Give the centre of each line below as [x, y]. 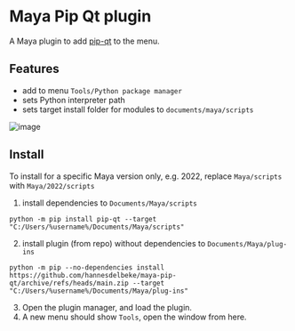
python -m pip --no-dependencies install [87, 267]
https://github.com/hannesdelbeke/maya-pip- [93, 275]
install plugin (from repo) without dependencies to [114, 243]
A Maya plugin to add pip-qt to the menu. [84, 41]
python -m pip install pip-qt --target [83, 219]
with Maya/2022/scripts [52, 185]
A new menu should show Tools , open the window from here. [134, 317]
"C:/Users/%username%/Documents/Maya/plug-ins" [99, 291]
